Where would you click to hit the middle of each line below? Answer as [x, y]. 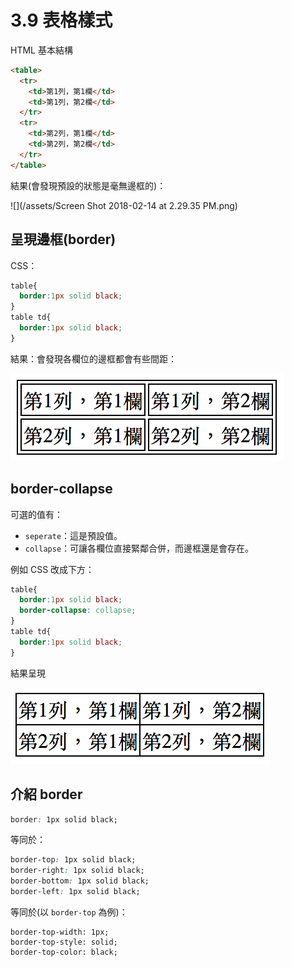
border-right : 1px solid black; [77, 871]
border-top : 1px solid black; [73, 860]
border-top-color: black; [64, 952]
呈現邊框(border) [63, 239]
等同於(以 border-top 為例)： [69, 912]
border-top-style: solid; [64, 942]
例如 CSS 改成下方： [52, 569]
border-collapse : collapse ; [78, 611]
